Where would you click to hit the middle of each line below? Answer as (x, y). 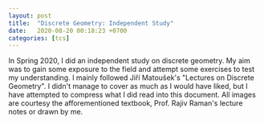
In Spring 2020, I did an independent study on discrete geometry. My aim (129, 61)
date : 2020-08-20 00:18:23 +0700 (68, 30)
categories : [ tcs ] (39, 38)
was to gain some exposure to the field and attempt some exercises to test (132, 70)
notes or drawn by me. (46, 112)
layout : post (30, 16)
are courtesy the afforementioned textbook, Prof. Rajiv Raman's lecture (126, 103)
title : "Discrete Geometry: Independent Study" (91, 23)
